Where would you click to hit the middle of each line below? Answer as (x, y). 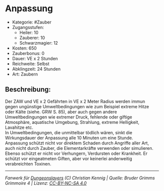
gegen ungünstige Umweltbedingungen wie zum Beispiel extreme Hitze (77, 106)
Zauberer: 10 (32, 38)
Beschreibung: (28, 89)
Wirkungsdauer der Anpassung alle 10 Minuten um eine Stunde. (69, 138)
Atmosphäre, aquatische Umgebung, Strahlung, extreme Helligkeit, (72, 122)
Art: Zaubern (25, 74)
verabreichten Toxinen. (28, 164)
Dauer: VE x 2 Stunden (35, 58)
